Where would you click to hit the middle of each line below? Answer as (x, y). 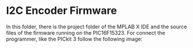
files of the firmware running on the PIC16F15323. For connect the (86, 32)
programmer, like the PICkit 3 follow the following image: (74, 39)
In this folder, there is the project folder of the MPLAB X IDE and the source (97, 27)
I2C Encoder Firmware (62, 11)
